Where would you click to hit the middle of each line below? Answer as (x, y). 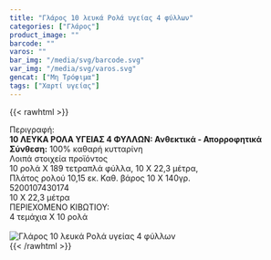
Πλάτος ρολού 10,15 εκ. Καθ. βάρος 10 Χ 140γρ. (100, 178)
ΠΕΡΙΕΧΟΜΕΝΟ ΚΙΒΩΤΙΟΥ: (59, 207)
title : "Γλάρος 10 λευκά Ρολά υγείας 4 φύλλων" (102, 18)
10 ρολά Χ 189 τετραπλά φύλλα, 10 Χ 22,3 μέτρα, (104, 168)
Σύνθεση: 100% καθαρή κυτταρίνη (76, 149)
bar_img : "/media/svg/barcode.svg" (77, 60)
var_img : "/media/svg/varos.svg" (73, 69)
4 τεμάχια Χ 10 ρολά (49, 216)
